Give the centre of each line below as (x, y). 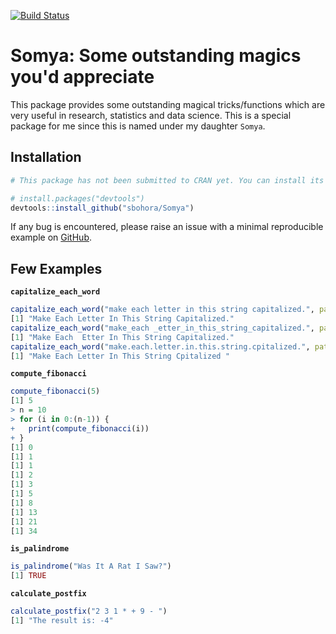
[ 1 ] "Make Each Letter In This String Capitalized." (122, 319)
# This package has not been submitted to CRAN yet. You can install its (167, 180)
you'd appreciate (82, 77)
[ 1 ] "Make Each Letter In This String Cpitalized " (120, 356)
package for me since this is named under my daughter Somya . (138, 126)
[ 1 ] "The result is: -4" (62, 621)
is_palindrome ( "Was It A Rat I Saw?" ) (91, 566)
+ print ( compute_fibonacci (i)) (80, 428)
